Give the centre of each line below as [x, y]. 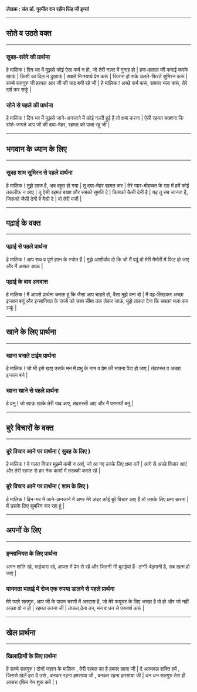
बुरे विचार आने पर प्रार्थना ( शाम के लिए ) [47, 487]
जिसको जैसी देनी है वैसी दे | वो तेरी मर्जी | [44, 199]
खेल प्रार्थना [21, 633]
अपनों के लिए [24, 530]
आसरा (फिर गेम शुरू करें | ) [32, 682]
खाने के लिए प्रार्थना [31, 332]
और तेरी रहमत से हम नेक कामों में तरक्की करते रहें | [53, 471]
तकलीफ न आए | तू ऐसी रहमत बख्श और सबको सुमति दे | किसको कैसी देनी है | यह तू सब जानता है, [97, 192]
